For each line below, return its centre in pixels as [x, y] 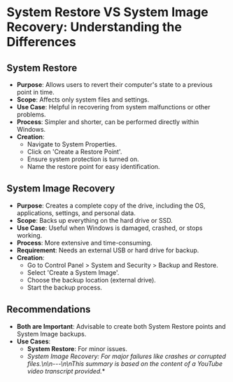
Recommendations [49, 309]
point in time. [35, 92]
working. [29, 235]
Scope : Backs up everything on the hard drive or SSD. [94, 220]
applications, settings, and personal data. [76, 213]
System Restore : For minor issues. [77, 348]
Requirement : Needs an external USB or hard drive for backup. [108, 250]
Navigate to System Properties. [72, 144]
